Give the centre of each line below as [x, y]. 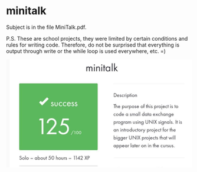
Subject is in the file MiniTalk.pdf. [46, 27]
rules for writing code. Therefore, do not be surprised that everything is [93, 45]
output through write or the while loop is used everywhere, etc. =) [86, 51]
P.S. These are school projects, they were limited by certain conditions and [97, 38]
